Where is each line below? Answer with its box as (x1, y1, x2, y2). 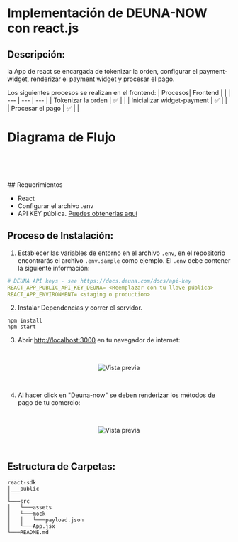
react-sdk (7, 479, 37, 487)
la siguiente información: (17, 264, 90, 272)
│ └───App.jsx (7, 523, 55, 530)
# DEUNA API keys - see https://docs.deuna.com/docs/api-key (7, 277, 192, 285)
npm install (7, 318, 42, 325)
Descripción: (7, 48, 66, 60)
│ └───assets (7, 504, 52, 511)
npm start (7, 323, 37, 331)
